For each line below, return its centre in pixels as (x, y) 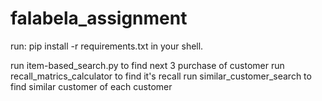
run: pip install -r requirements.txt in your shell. (107, 46)
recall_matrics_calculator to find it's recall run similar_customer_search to (161, 76)
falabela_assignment (99, 18)
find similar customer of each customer (91, 86)
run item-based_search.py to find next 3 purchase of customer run (147, 65)
